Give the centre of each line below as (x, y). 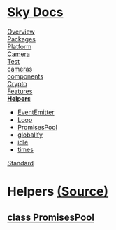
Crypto (17, 83)
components (26, 76)
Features (20, 91)
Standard (20, 163)
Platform (20, 46)
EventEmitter (36, 112)
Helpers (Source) (58, 192)
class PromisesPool (51, 217)
